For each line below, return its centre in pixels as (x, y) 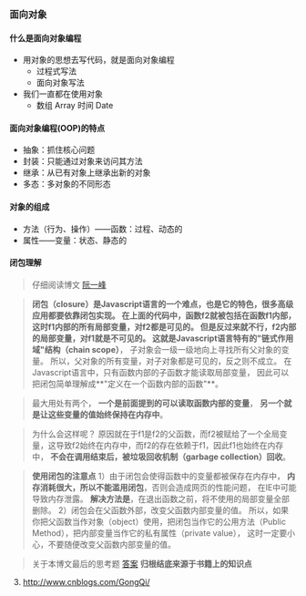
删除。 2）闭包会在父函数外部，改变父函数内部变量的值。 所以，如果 (160, 510)
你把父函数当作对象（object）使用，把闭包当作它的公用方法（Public (159, 521)
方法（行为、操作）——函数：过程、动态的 (102, 229)
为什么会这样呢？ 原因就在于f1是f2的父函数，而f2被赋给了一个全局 (156, 434)
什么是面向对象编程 (46, 37)
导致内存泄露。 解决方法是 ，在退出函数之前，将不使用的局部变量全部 (160, 498)
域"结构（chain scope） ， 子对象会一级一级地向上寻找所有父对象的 (157, 349)
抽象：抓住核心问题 (59, 150)
